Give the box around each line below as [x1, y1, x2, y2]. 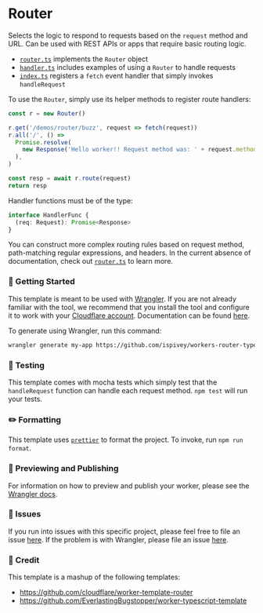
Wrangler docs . [8, 489, 58, 498]
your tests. [8, 394, 43, 403]
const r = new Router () [8, 109, 86, 118]
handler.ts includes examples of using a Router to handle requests [19, 62, 236, 71]
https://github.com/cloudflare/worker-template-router [19, 588, 193, 597]
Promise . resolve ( [15, 138, 72, 146]
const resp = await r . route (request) [8, 174, 131, 183]
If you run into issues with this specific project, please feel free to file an [8, 527, 241, 536]
